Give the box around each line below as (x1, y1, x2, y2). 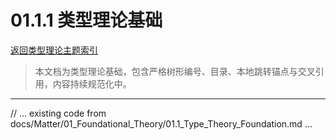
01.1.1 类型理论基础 (10, 9, 163, 32)
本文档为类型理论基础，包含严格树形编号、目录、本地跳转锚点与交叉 (34, 65, 316, 77)
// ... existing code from (10, 107, 107, 119)
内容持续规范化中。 (52, 77, 132, 90)
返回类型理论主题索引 (10, 44, 98, 56)
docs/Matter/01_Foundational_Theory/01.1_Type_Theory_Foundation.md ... (10, 117, 313, 130)
